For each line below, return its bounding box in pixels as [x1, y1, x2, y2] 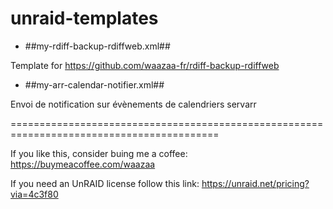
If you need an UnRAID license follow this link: [10, 177, 200, 189]
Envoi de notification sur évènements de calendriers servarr [10, 98, 257, 110]
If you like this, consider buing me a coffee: [10, 147, 188, 159]
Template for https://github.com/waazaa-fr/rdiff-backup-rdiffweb [10, 59, 280, 71]
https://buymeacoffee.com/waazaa [10, 158, 156, 170]
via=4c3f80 [10, 188, 59, 200]
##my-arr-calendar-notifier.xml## [24, 78, 165, 91]
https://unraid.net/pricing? [201, 177, 310, 189]
